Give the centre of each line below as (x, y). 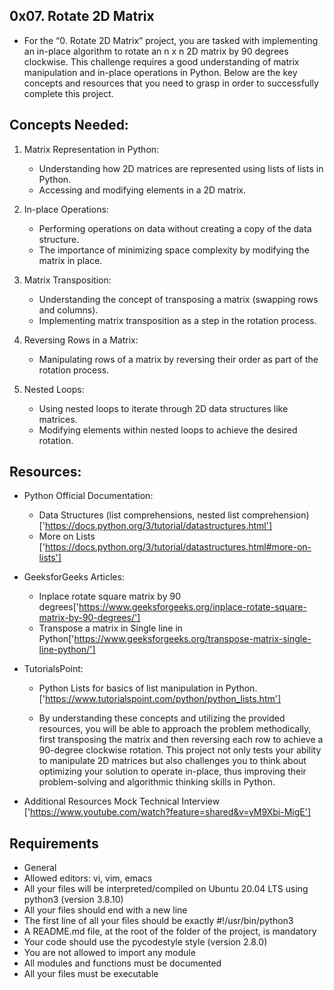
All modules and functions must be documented (122, 963)
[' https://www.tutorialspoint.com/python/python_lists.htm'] (160, 699)
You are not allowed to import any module (109, 953)
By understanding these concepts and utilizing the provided (162, 718)
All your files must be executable (91, 974)
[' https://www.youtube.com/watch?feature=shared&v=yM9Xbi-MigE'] (167, 812)
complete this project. (68, 93)
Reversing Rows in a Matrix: (81, 340)
